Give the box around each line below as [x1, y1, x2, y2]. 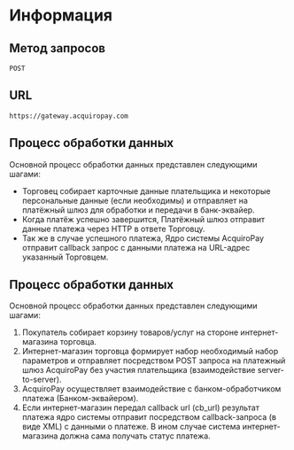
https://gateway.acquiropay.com [9, 112, 128, 120]
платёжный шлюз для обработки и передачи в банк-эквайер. [21, 205, 255, 215]
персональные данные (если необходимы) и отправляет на [21, 195, 248, 206]
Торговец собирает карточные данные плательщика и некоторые [21, 185, 272, 196]
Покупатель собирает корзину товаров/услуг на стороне [21, 327, 239, 337]
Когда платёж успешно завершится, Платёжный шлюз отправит [21, 213, 266, 224]
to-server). [21, 374, 62, 385]
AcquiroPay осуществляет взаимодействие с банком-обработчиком [21, 384, 282, 394]
